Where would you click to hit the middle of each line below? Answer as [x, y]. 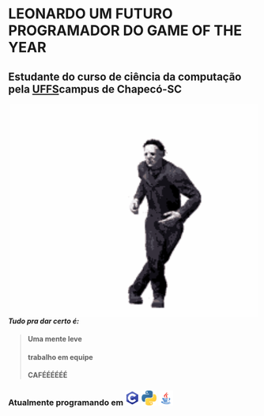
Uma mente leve [55, 339]
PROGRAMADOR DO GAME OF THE [125, 31]
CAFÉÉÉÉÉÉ [47, 375]
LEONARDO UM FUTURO [91, 14]
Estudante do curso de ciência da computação [125, 76]
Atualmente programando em [66, 403]
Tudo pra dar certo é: [44, 321]
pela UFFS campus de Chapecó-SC [95, 89]
